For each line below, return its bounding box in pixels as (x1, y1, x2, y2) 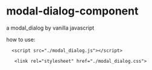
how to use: (6, 36, 36, 43)
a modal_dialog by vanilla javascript (6, 24, 95, 31)
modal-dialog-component (6, 4, 139, 18)
